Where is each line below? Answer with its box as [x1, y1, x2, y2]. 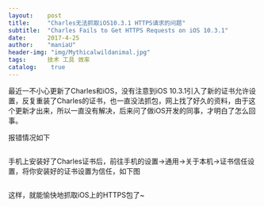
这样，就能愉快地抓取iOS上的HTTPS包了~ [8, 190, 145, 199]
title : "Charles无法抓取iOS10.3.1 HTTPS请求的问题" [8, 19, 186, 27]
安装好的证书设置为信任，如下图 [35, 166, 140, 175]
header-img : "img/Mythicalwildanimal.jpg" [8, 48, 151, 56]
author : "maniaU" [8, 41, 77, 49]
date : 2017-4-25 [8, 33, 80, 42]
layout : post [8, 11, 62, 20]
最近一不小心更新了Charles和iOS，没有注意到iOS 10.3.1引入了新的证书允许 [8, 86, 250, 95]
